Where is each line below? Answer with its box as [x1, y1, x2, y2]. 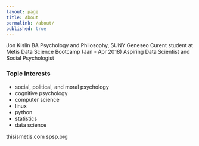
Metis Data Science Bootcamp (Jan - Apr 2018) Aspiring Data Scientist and [6, 48, 190, 56]
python [14, 108, 33, 115]
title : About [6, 14, 39, 20]
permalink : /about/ [6, 20, 55, 26]
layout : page [6, 8, 39, 15]
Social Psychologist [6, 54, 55, 62]
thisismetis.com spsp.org [6, 133, 68, 140]
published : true [6, 25, 46, 32]
